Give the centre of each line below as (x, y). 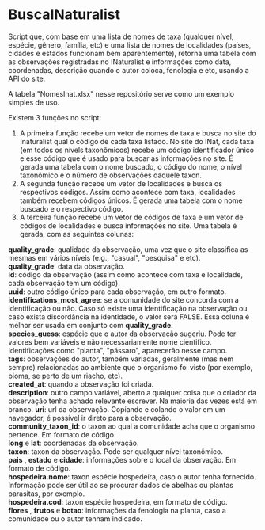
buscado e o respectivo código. (71, 208)
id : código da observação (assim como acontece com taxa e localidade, (126, 274)
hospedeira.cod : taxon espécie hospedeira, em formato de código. (118, 501)
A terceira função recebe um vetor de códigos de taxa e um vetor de (131, 217)
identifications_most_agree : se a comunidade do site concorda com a (123, 299)
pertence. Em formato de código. (62, 434)
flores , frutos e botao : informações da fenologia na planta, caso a (117, 510)
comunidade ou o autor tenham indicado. (75, 519)
